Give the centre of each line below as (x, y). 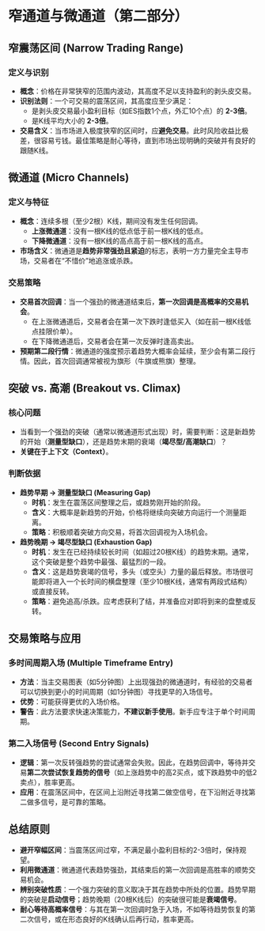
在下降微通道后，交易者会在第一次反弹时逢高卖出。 (115, 341)
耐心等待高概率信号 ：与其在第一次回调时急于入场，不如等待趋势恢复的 (134, 909)
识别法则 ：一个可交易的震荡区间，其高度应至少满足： (106, 100)
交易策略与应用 (45, 639)
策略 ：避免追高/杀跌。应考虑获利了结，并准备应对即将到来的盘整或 (140, 601)
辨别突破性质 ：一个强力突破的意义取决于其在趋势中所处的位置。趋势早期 (137, 889)
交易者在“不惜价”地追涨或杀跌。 (85, 260)
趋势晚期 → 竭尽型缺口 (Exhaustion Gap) (86, 542)
